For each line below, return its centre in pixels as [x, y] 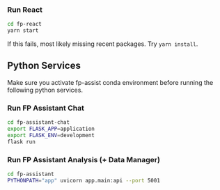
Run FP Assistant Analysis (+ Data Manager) [84, 159]
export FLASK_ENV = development [51, 135]
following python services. [45, 90]
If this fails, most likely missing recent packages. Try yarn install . [103, 44]
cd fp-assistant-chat [39, 122]
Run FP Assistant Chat [46, 108]
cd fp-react [24, 24]
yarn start [23, 31]
